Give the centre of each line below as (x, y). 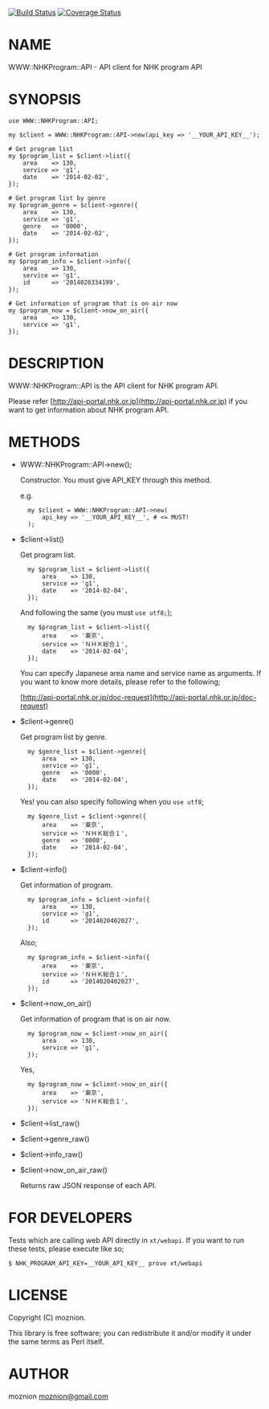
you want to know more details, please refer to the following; (120, 682)
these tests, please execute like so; (66, 1248)
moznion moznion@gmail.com (58, 1396)
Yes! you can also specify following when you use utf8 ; (112, 801)
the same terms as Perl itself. (56, 1342)
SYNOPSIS (45, 100)
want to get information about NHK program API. (89, 409)
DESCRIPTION (56, 363)
